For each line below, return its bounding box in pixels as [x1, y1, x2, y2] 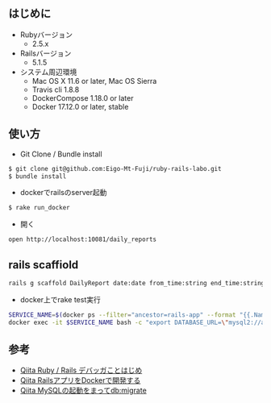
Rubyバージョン [19, 30, 73, 39]
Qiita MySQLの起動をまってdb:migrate [19, 385, 147, 396]
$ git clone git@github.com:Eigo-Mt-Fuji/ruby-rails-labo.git [8, 164, 222, 172]
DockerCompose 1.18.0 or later [31, 93, 134, 102]
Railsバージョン [19, 48, 72, 58]
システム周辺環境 [19, 67, 77, 77]
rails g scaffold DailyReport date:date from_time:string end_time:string [8, 279, 265, 287]
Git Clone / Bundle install [19, 149, 102, 159]
